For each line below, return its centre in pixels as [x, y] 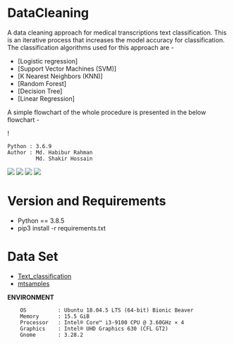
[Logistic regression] [48, 61]
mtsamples [33, 283]
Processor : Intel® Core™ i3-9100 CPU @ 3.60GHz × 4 [102, 322]
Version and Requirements [87, 201]
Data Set [33, 257]
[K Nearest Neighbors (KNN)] [60, 76]
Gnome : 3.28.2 [51, 335]
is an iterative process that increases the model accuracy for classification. [116, 39]
